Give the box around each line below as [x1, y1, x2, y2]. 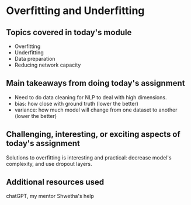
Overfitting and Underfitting [6, 4, 145, 18]
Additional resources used [6, 177, 105, 187]
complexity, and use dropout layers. [6, 160, 92, 167]
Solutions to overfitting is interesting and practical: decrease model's [6, 154, 172, 161]
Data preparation [14, 55, 55, 62]
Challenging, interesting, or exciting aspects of [6, 130, 181, 140]
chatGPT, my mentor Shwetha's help [6, 193, 95, 200]
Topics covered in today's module [6, 27, 132, 37]
